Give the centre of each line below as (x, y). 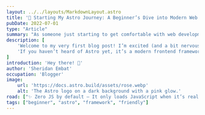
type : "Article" (27, 29)
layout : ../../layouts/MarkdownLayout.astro (64, 12)
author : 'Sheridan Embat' (39, 68)
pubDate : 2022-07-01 (33, 23)
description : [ (26, 40)
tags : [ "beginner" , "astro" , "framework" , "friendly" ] (77, 102)
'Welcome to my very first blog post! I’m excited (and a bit (98, 46)
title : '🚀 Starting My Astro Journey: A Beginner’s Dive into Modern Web (102, 18)
